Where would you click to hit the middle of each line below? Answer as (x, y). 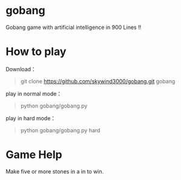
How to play (36, 52)
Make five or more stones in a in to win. (55, 171)
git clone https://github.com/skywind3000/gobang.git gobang (98, 81)
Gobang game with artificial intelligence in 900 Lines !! (74, 27)
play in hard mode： (31, 118)
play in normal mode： (34, 94)
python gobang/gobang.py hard (60, 130)
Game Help (34, 155)
